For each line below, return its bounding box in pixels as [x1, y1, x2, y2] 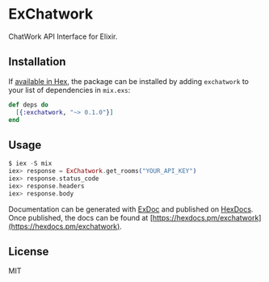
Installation [8, 55, 66, 69]
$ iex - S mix [8, 159, 53, 168]
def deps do [8, 100, 48, 109]
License [8, 244, 49, 259]
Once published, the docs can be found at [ [8, 213, 153, 222]
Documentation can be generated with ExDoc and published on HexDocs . [8, 204, 254, 214]
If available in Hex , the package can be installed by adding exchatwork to [8, 76, 249, 86]
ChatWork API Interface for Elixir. [8, 32, 118, 41]
